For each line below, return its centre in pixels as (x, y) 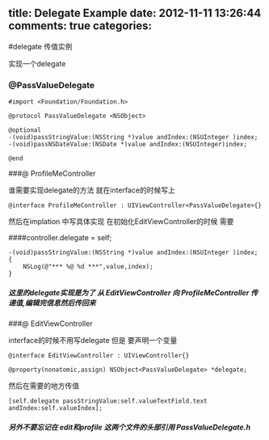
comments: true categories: (80, 26)
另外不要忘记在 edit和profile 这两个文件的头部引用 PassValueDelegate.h (130, 427)
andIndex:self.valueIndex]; (56, 408)
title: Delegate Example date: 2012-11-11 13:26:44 (135, 13)
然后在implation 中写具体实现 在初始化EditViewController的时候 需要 (121, 222)
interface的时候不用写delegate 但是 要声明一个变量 (93, 341)
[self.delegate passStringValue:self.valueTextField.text (108, 401)
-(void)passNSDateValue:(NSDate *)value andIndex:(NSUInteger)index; (128, 145)
